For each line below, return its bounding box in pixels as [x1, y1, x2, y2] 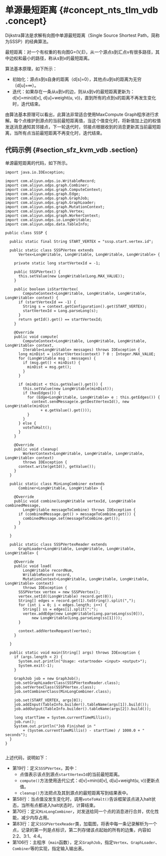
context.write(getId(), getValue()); [18, 464, 96, 469]
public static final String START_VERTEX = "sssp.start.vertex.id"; [9, 239, 154, 244]
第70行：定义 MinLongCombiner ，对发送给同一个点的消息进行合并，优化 [12, 808, 155, 814]
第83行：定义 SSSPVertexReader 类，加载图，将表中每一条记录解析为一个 [12, 820, 157, 826]
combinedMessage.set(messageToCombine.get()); [23, 516, 121, 521]
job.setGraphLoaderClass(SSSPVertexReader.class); [14, 680, 121, 685]
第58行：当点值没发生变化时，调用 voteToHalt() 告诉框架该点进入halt [12, 796, 152, 802]
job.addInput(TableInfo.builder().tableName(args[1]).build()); [14, 702, 149, 707]
